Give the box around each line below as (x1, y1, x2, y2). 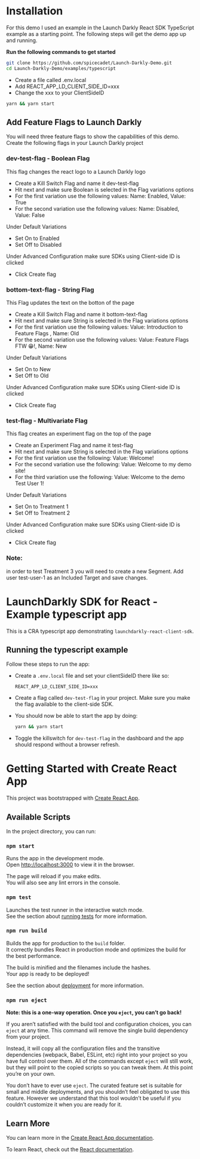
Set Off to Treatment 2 (14, 509, 70, 517)
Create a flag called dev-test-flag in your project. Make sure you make (14, 694, 190, 702)
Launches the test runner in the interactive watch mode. (6, 906, 144, 914)
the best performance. (6, 952, 61, 959)
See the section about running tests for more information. (6, 912, 147, 920)
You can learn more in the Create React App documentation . (6, 1134, 155, 1141)
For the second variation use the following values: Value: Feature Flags (14, 336, 189, 343)
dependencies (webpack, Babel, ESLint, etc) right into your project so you (6, 1051, 188, 1058)
